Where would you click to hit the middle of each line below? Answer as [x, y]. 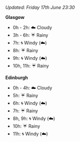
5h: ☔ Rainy [25, 96]
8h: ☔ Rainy [25, 50]
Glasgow [15, 17]
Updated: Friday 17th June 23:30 [40, 7]
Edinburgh [17, 78]
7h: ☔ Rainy [25, 111]
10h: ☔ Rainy [26, 126]
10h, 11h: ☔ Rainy [31, 66]
